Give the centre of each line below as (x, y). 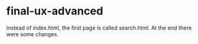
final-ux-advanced (55, 11)
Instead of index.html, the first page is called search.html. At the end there (99, 28)
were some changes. (32, 34)
